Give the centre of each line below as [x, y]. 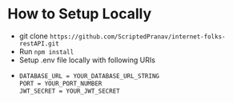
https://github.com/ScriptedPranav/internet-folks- [138, 37]
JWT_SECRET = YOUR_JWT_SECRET [70, 91]
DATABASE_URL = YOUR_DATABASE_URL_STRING [89, 76]
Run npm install [46, 51]
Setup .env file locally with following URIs [87, 60]
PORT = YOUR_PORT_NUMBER [60, 83]
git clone [34, 36]
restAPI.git [39, 44]
